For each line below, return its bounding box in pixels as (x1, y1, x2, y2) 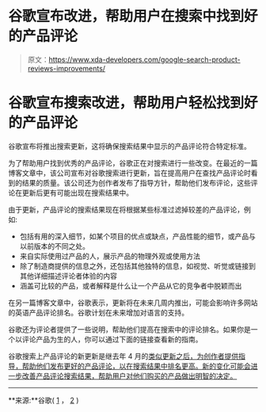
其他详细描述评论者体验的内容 (19, 271, 117, 280)
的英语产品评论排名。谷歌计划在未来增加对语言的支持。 (8, 307, 188, 317)
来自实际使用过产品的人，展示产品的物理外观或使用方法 (19, 251, 200, 261)
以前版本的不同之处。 (19, 241, 89, 250)
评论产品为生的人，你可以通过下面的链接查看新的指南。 (21, 334, 203, 344)
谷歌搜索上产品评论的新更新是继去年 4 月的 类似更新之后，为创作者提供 (8, 351, 239, 360)
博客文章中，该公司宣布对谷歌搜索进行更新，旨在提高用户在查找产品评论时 (8, 168, 251, 177)
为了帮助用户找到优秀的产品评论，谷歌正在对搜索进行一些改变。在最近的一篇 (8, 158, 258, 167)
